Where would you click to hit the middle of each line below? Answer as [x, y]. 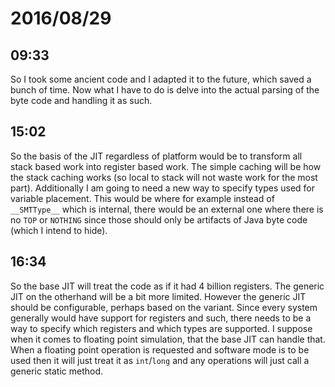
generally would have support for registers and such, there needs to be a [161, 318]
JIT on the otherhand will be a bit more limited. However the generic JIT [158, 296]
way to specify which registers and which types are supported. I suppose [161, 328]
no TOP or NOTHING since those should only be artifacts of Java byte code [159, 219]
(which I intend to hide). [59, 230]
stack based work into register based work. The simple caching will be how [166, 166]
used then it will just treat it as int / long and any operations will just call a [160, 360]
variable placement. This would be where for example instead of [142, 198]
